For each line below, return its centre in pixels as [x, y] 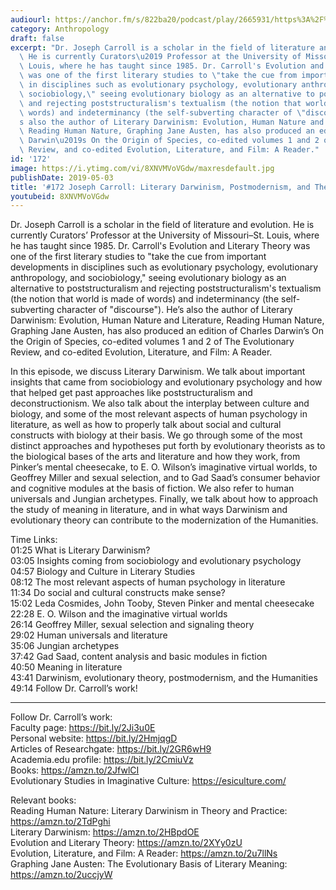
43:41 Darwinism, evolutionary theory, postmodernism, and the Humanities [164, 678]
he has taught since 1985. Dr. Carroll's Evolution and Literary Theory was [160, 246]
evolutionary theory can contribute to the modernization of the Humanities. [164, 520]
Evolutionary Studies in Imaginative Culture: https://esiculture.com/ [148, 781]
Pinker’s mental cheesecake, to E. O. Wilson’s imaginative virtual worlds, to [164, 467]
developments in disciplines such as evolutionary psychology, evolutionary [164, 267]
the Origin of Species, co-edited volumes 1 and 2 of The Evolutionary [152, 342]
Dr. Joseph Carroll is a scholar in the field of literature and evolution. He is [162, 225]
